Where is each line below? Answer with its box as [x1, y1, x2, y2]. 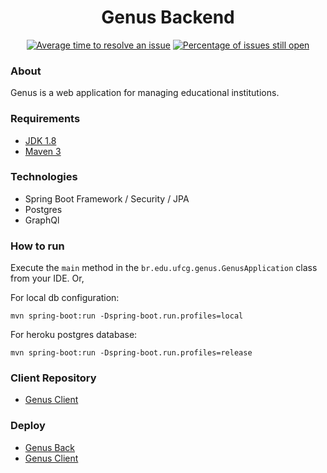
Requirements [10, 112, 81, 126]
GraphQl [24, 214, 60, 226]
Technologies [10, 170, 78, 184]
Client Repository [10, 371, 97, 385]
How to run [10, 239, 65, 253]
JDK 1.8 [24, 134, 57, 146]
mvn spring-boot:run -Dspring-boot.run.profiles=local [10, 311, 244, 321]
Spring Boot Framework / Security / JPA [24, 192, 190, 205]
